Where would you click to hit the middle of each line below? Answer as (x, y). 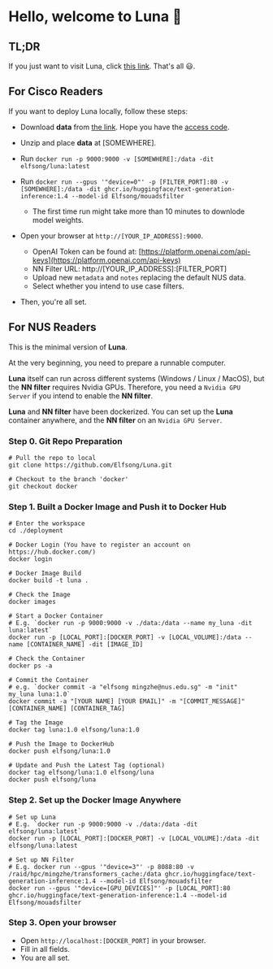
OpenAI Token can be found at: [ (87, 251)
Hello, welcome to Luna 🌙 (95, 17)
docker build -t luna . (49, 580)
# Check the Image (39, 595)
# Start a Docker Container (56, 616)
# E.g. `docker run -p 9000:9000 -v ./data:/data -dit (103, 824)
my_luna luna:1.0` (39, 694)
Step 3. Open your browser (63, 923)
